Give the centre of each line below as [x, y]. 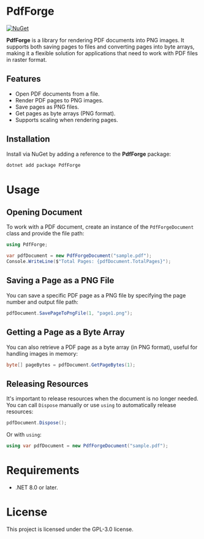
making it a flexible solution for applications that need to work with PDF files [102, 53]
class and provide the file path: [45, 234]
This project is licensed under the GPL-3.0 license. [70, 529]
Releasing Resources [47, 384]
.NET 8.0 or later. [36, 487]
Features [24, 79]
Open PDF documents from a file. [57, 94]
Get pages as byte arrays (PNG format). [65, 113]
